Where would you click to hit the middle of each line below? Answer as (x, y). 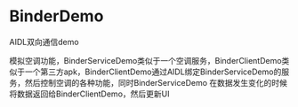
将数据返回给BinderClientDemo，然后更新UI (89, 94)
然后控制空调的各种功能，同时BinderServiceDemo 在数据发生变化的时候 (156, 82)
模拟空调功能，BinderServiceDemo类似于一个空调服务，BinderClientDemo (145, 60)
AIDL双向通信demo (44, 42)
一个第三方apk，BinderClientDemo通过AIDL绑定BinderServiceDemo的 (153, 72)
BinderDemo (56, 16)
